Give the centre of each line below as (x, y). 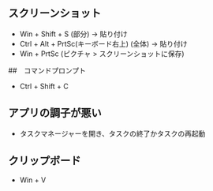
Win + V (33, 180)
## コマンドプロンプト (47, 70)
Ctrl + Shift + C (44, 86)
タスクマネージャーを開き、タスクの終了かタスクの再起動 (112, 133)
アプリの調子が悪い (55, 113)
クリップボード (45, 161)
